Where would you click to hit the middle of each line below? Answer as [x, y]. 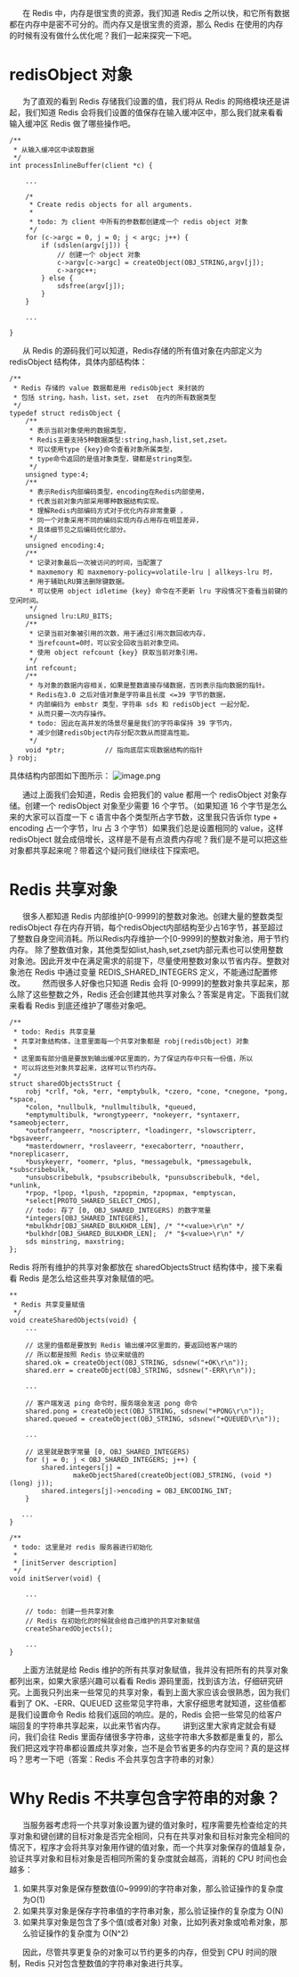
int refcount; [51, 668]
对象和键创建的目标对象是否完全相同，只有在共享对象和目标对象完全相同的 [153, 1836]
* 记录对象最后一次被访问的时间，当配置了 [96, 562]
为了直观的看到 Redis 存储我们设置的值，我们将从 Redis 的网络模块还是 [152, 101]
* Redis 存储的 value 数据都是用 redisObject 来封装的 [109, 388]
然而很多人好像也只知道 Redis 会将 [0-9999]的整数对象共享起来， [162, 983]
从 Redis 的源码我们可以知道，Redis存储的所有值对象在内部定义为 [142, 350]
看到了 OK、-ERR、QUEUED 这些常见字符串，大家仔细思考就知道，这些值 [144, 1703]
